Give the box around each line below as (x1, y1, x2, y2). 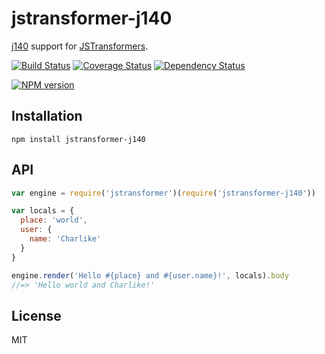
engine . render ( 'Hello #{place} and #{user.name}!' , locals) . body (11, 270, 289, 281)
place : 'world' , (20, 215, 88, 226)
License (11, 307, 62, 324)
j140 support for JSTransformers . (11, 40, 149, 52)
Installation (11, 108, 83, 125)
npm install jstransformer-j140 (11, 134, 146, 144)
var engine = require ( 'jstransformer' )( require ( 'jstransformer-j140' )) (11, 188, 316, 198)
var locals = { (11, 206, 75, 216)
